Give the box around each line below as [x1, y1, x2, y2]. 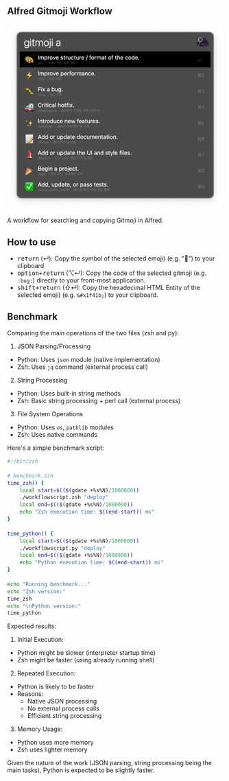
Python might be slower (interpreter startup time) [16, 649, 156, 657]
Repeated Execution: [16, 669, 76, 677]
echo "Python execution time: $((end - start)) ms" [19, 559, 165, 566]
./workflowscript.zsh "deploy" [19, 494, 109, 501]
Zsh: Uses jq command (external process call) [16, 363, 149, 371]
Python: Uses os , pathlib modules [16, 423, 114, 431]
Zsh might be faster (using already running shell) [16, 656, 155, 664]
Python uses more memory [16, 738, 94, 747]
